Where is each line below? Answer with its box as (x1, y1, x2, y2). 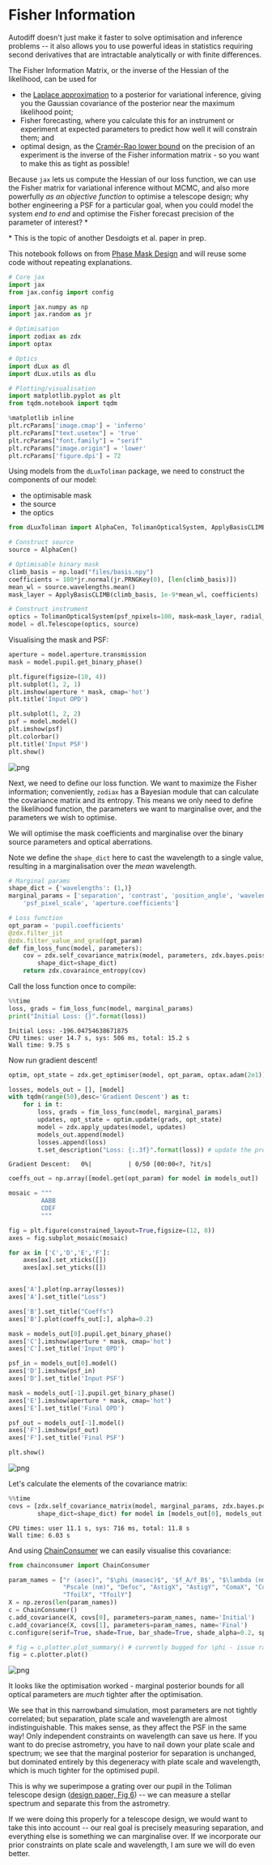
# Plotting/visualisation (8, 384, 96, 392)
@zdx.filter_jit (8, 929, 63, 937)
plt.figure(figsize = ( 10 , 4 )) (8, 673, 107, 681)
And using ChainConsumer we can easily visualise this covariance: (8, 1546, 232, 1555)
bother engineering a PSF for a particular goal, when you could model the (8, 200, 253, 210)
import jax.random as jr (8, 310, 92, 319)
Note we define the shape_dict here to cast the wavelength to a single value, (8, 853, 264, 862)
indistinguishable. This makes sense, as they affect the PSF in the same (8, 1722, 247, 1732)
